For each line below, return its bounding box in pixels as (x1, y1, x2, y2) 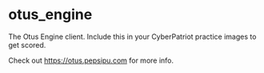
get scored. (8, 40, 46, 49)
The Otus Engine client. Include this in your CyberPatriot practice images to (8, 32, 257, 41)
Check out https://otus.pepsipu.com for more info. (8, 56, 174, 65)
